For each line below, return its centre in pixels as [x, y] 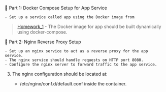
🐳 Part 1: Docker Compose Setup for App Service [56, 8]
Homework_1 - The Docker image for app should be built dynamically [89, 26]
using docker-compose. [42, 32]
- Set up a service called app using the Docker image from [70, 17]
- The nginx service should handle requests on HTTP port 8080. [74, 60]
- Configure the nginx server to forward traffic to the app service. [81, 65]
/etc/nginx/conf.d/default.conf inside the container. [73, 84]
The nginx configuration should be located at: [60, 74]
